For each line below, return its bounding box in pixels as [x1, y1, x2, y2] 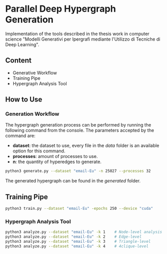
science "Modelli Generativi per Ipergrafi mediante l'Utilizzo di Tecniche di [5, 36, 161, 42]
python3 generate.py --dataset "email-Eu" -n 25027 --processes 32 [5, 169, 151, 174]
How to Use [5, 95, 43, 104]
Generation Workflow [5, 110, 59, 117]
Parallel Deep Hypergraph [5, 3, 116, 15]
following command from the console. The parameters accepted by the [5, 128, 154, 134]
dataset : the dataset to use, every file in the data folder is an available [12, 143, 160, 149]
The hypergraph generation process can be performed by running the [5, 122, 151, 128]
